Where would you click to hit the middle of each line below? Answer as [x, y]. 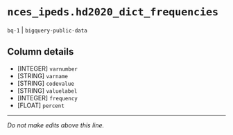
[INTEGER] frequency [48, 98]
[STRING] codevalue [46, 83]
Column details [41, 52]
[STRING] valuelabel [47, 90]
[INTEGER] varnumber [48, 69]
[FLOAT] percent [41, 105]
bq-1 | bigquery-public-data [48, 30]
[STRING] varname [42, 75]
